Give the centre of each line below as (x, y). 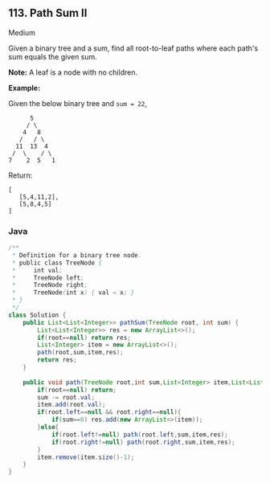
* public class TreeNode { (57, 263)
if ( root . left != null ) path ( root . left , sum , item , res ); (139, 434)
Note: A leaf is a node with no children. (73, 72)
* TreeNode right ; (50, 285)
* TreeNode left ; (48, 278)
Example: (25, 88)
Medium (22, 32)
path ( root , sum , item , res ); (81, 353)
